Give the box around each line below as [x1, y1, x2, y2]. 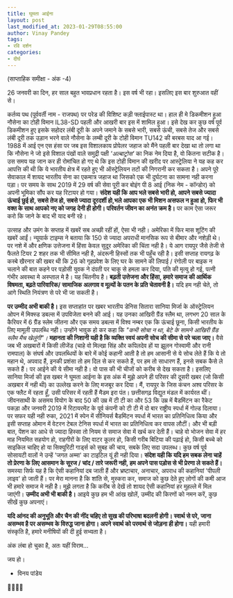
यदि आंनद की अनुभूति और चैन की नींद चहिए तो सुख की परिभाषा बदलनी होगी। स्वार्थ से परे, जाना [7, 512, 212, 520]
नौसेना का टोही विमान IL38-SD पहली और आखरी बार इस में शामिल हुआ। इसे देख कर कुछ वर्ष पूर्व [7, 118, 222, 126]
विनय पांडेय [17, 569, 42, 577]
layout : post [7, 17, 45, 24]
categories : [7, 49, 42, 56]
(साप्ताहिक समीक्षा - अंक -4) [7, 74, 71, 83]
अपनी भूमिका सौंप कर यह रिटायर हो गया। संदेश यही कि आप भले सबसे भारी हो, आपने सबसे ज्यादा [7, 188, 216, 197]
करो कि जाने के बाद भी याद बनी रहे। [7, 211, 87, 220]
